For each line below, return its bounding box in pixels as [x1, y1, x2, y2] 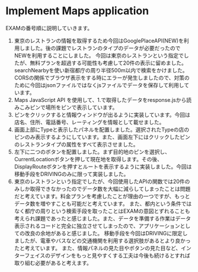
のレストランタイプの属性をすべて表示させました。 [14, 140, 139, 148]
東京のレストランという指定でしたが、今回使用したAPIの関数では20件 [14, 178, 185, 185]
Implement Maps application [5, 4, 149, 18]
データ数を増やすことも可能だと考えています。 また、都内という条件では [14, 200, 192, 207]
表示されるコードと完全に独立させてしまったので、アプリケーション [14, 222, 180, 229]
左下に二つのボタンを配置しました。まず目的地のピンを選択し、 [14, 148, 170, 155]
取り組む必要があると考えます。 [14, 259, 92, 266]
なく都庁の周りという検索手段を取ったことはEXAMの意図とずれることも [14, 207, 190, 215]
